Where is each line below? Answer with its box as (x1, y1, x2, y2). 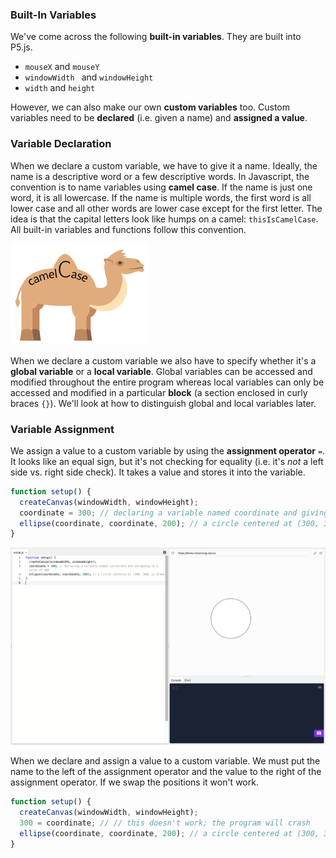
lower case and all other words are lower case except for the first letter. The (10, 202, 323, 214)
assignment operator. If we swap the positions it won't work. (10, 776, 259, 788)
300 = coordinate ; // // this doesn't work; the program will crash (19, 818, 311, 828)
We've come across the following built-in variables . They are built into (10, 31, 302, 43)
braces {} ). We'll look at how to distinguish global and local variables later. (10, 397, 317, 409)
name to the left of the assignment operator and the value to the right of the (10, 766, 322, 778)
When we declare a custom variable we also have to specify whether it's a (10, 354, 317, 367)
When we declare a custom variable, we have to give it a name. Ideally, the (10, 159, 318, 172)
